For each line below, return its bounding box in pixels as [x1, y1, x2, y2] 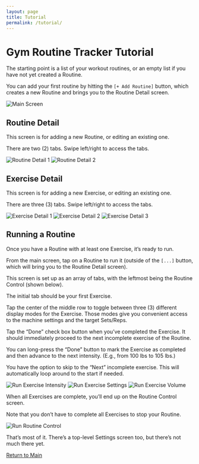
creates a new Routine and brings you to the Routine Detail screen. [6, 89, 169, 96]
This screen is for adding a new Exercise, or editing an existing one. [6, 189, 172, 196]
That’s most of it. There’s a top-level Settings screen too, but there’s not [6, 434, 181, 441]
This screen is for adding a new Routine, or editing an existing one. [6, 134, 169, 141]
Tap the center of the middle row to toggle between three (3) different [6, 304, 177, 311]
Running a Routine [6, 230, 75, 240]
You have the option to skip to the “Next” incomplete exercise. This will [6, 363, 179, 371]
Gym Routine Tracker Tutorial [6, 45, 154, 59]
